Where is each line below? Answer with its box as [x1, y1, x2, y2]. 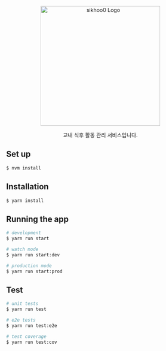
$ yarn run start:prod [6, 268, 63, 274]
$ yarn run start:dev [6, 252, 60, 258]
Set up [6, 149, 31, 159]
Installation [6, 181, 49, 192]
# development [6, 230, 42, 236]
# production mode [6, 262, 52, 269]
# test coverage [6, 333, 47, 340]
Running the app [6, 214, 69, 224]
